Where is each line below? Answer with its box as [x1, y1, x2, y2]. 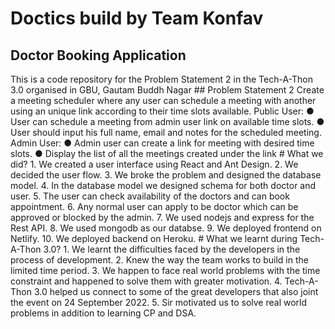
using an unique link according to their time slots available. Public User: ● [10, 105, 315, 117]
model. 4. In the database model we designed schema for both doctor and [10, 180, 317, 191]
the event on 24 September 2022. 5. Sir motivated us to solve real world [10, 297, 308, 308]
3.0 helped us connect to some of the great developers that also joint [33, 286, 319, 297]
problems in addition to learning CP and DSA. [10, 307, 197, 319]
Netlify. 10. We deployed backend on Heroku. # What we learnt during [10, 233, 298, 244]
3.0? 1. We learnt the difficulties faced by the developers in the [43, 243, 301, 255]
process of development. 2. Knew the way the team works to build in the [10, 254, 309, 266]
